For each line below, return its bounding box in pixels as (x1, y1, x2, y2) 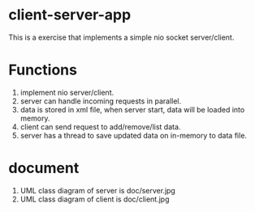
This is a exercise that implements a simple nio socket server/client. (8, 32, 235, 42)
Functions (8, 61, 77, 79)
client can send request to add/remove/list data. (19, 121, 181, 131)
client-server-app (8, 6, 132, 24)
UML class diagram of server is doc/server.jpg (19, 185, 176, 195)
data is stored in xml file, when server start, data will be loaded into (19, 104, 245, 114)
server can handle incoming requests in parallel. (19, 95, 182, 106)
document (8, 159, 80, 177)
